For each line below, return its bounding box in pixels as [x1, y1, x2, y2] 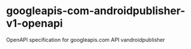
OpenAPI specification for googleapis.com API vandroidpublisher [6, 36, 165, 43]
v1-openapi [6, 17, 63, 30]
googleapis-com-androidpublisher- [6, 4, 186, 18]
